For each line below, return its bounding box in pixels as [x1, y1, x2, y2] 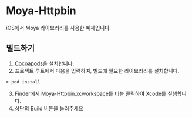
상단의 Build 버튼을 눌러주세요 [14, 105, 84, 112]
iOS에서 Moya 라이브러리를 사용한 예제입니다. [6, 24, 112, 31]
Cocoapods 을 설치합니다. [14, 60, 75, 67]
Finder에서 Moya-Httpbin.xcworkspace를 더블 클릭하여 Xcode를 [14, 90, 167, 97]
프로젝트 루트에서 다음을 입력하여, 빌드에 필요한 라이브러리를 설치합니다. [14, 67, 180, 74]
